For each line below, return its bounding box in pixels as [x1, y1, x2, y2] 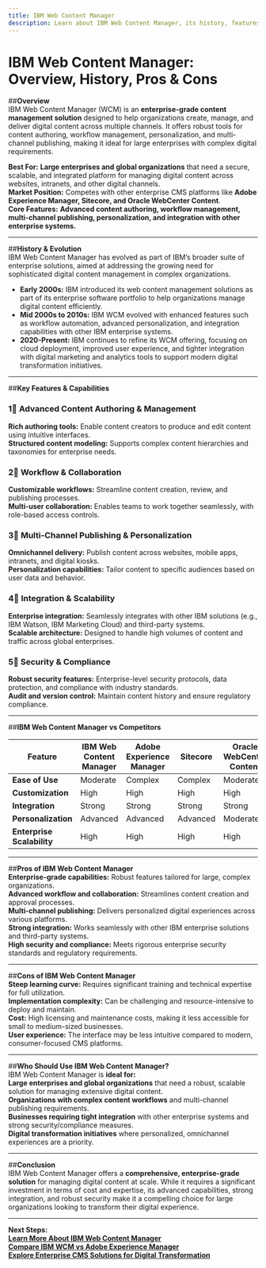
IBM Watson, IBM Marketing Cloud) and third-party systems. [8, 619, 206, 629]
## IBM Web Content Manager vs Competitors [8, 722, 161, 731]
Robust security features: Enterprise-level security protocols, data [8, 674, 227, 684]
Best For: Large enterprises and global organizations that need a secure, [8, 162, 250, 172]
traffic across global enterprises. [8, 636, 115, 646]
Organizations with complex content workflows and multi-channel [8, 1095, 229, 1104]
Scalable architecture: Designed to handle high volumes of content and [8, 628, 243, 638]
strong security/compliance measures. [8, 1120, 134, 1130]
